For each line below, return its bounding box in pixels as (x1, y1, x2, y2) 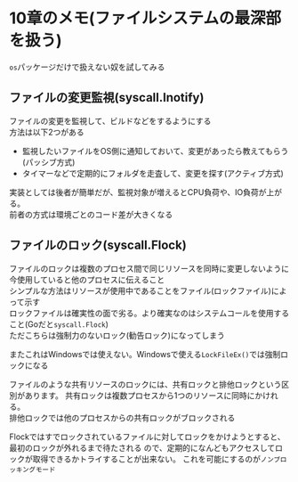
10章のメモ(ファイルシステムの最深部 (9, 8, 282, 29)
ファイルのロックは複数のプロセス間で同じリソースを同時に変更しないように (9, 263, 290, 274)
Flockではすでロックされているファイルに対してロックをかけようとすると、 (9, 431, 286, 442)
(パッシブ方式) (21, 157, 76, 167)
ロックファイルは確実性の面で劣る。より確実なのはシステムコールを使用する (9, 307, 290, 318)
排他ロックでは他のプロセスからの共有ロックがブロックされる (9, 412, 236, 423)
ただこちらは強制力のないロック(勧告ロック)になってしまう (9, 330, 225, 340)
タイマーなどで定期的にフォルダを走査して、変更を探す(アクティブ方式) (21, 167, 285, 178)
